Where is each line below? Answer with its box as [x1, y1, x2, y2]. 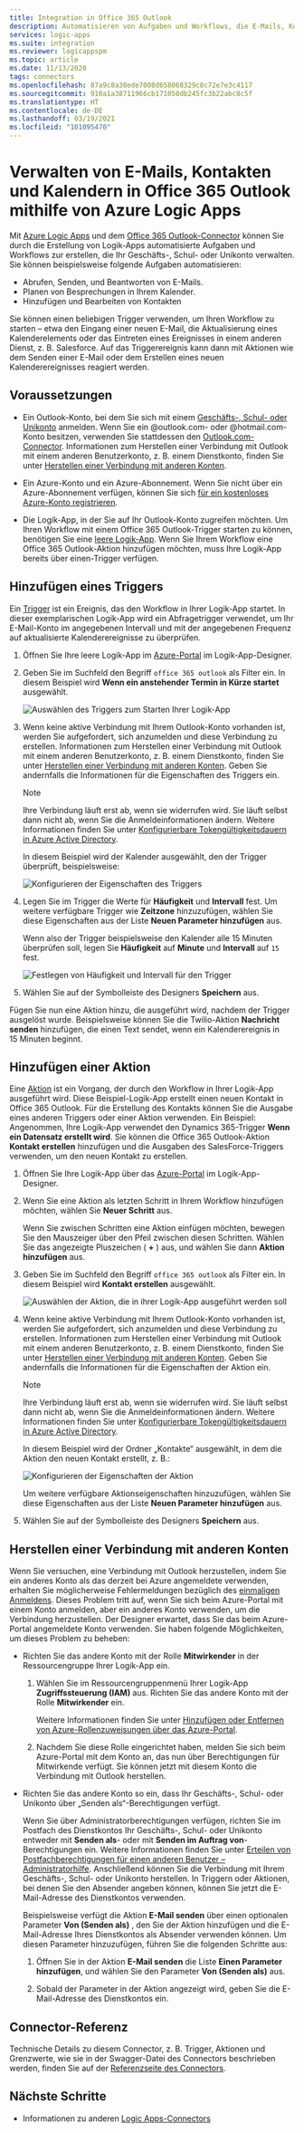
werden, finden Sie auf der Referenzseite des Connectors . [9, 2062, 226, 2073]
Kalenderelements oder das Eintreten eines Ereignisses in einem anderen [9, 332, 282, 343]
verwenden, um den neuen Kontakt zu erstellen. [9, 1151, 188, 1162]
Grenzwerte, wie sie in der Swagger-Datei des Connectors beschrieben [9, 2053, 276, 2063]
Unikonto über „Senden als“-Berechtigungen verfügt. [22, 1798, 221, 1809]
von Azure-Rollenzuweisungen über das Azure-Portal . [35, 1725, 238, 1735]
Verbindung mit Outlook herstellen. [35, 1771, 166, 1782]
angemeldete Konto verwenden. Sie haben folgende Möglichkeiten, [33, 1623, 284, 1635]
